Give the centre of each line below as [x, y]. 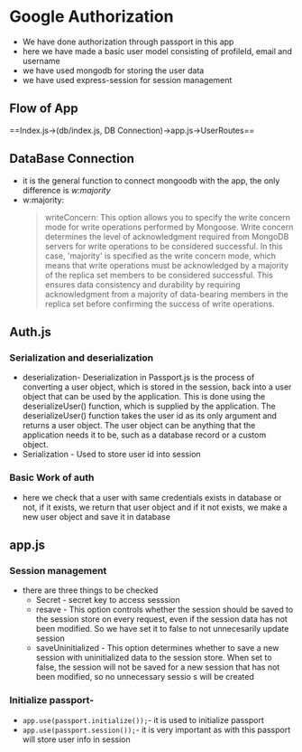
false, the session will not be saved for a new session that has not [158, 667]
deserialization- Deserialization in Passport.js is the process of [138, 378]
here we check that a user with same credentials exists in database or [152, 497]
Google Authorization [92, 17]
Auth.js [31, 332]
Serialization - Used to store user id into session [111, 455]
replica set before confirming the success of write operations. [160, 304]
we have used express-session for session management [127, 80]
